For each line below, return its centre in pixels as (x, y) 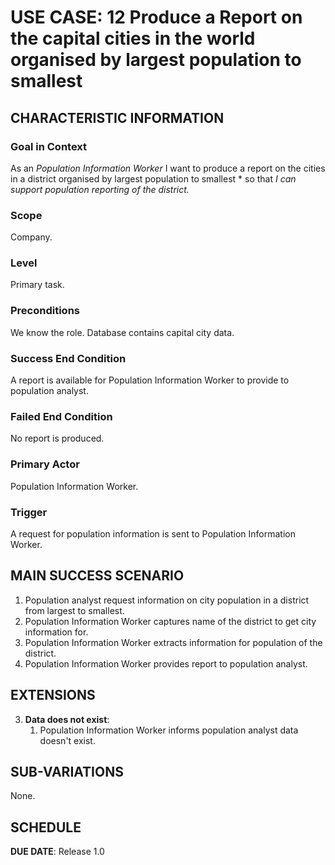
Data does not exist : (67, 719)
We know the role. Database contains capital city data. (122, 332)
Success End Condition (68, 358)
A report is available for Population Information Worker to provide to (150, 380)
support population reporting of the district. (100, 189)
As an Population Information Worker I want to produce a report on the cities (168, 168)
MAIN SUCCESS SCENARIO (97, 576)
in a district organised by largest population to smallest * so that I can (153, 178)
